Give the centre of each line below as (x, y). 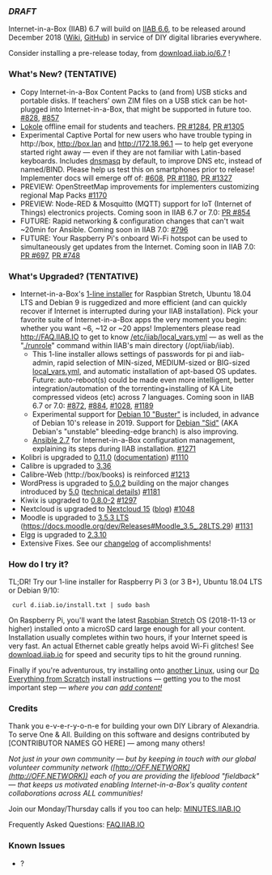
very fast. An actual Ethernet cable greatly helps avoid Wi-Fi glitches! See (131, 646)
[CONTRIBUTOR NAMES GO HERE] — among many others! (107, 743)
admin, (43, 363)
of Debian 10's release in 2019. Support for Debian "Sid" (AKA (135, 423)
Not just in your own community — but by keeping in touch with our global (132, 759)
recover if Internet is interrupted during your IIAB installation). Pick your (139, 311)
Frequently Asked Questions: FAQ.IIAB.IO (76, 825)
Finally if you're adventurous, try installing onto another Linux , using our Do (134, 670)
